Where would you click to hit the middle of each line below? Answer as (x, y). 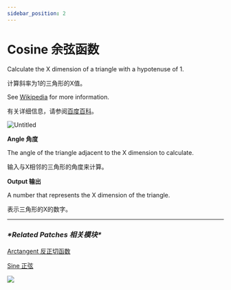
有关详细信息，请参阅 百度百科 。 (52, 111)
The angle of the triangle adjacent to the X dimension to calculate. (100, 152)
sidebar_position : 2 (37, 13)
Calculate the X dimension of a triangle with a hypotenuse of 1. (96, 69)
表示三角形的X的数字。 (40, 209)
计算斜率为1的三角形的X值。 (47, 83)
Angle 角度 (23, 138)
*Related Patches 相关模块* (54, 235)
